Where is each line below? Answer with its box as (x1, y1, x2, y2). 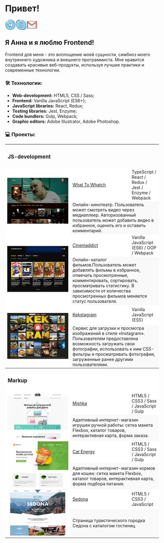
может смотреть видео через (72, 206, 135, 213)
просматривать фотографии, (95, 351, 155, 357)
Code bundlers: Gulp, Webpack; (12, 113, 78, 119)
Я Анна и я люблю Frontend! (5, 39, 94, 47)
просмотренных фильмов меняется (72, 293, 147, 299)
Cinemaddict (72, 242, 99, 248)
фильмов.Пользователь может (72, 262, 137, 268)
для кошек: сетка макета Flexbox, (72, 470, 143, 476)
